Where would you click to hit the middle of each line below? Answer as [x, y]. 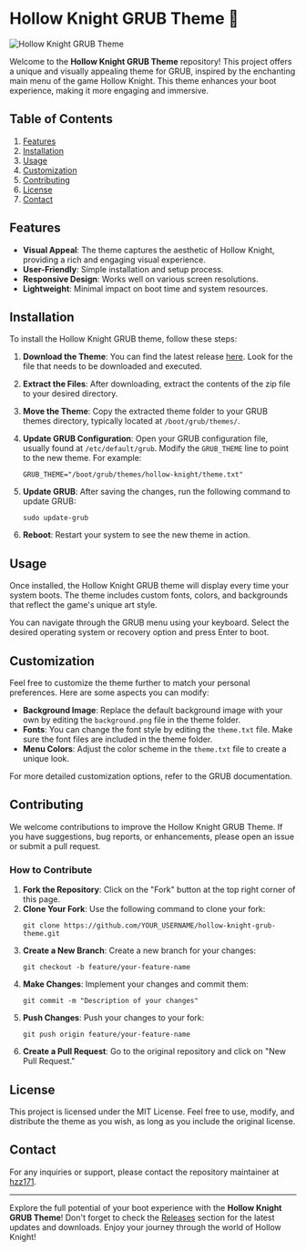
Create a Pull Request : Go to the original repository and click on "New [154, 1051]
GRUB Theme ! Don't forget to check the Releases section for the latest [142, 1217]
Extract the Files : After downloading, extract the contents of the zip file [157, 384]
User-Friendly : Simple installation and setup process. [123, 269]
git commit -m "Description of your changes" [110, 1001]
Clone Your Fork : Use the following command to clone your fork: [144, 909]
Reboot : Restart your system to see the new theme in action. [136, 535]
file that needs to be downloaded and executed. [112, 366]
